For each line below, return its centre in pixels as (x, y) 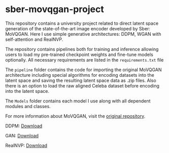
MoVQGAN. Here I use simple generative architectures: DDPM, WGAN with (83, 34)
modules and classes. (28, 106)
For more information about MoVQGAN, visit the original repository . (75, 116)
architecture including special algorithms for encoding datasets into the (80, 75)
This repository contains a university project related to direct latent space (82, 23)
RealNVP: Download (26, 145)
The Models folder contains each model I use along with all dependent (78, 101)
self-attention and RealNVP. (34, 39)
